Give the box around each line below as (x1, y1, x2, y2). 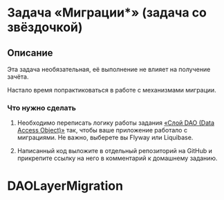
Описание (7, 47, 53, 59)
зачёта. (7, 72, 29, 81)
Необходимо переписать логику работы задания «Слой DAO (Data (17, 119, 215, 127)
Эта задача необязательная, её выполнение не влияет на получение (7, 66, 211, 73)
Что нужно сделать (7, 103, 76, 112)
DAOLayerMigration (7, 178, 123, 194)
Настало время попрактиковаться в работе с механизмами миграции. (7, 86, 216, 94)
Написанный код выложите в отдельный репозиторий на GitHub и (17, 147, 213, 155)
